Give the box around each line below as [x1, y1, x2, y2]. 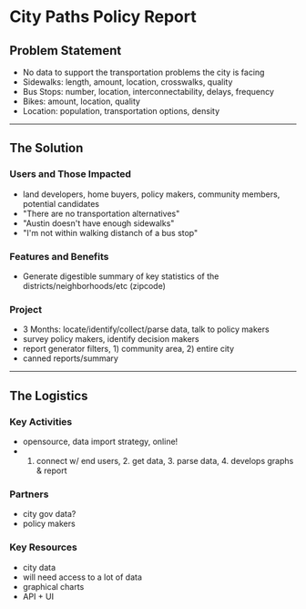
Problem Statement [9, 43, 122, 58]
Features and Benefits [9, 250, 109, 263]
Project [9, 303, 43, 315]
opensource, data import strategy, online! [22, 436, 178, 447]
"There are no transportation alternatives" [22, 208, 180, 219]
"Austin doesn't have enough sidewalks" [22, 217, 175, 229]
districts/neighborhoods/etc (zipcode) [22, 280, 167, 291]
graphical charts [22, 581, 85, 592]
